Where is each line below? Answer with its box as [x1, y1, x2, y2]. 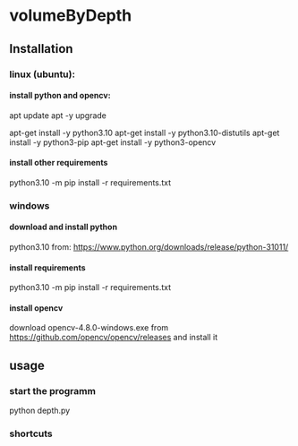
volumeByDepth [9, 5, 132, 26]
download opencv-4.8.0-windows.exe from [9, 322, 169, 333]
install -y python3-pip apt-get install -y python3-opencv [9, 136, 217, 148]
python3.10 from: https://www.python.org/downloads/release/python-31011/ [9, 242, 289, 253]
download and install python [9, 221, 118, 233]
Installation [9, 41, 73, 56]
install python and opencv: [9, 90, 111, 101]
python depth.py [9, 405, 71, 416]
